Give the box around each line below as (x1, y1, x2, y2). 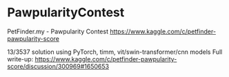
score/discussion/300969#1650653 (7, 62, 109, 70)
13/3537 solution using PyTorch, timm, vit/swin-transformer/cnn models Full (7, 48, 223, 56)
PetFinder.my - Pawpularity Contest (7, 27, 109, 35)
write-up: (7, 55, 34, 63)
